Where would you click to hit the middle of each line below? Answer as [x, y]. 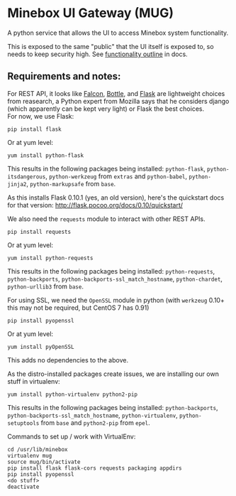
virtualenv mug [30, 455]
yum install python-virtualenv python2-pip [73, 394]
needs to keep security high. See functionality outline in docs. [97, 54]
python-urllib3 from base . [45, 286]
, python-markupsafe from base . [71, 183]
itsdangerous [27, 177]
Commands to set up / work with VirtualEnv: [72, 436]
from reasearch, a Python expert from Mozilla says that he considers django [118, 101]
